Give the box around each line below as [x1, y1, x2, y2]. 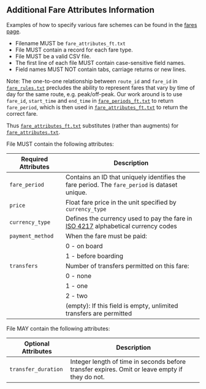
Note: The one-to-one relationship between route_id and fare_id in [6, 77, 178, 85]
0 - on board [65, 241, 103, 250]
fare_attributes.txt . [6, 128, 61, 135]
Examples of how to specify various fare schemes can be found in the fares [6, 21, 197, 28]
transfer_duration [9, 366, 63, 372]
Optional [24, 339, 50, 348]
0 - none [65, 271, 92, 280]
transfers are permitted [65, 309, 132, 317]
